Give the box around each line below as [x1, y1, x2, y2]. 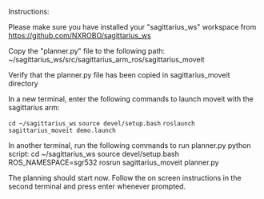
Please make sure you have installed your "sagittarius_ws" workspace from [8, 22, 257, 31]
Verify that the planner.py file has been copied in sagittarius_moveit [8, 70, 230, 79]
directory [8, 79, 38, 88]
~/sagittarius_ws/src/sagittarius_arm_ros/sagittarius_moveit [8, 55, 206, 64]
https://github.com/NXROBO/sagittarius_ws [8, 31, 152, 40]
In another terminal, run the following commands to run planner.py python [8, 141, 251, 150]
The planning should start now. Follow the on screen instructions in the [8, 173, 242, 182]
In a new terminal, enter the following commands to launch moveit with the [8, 94, 254, 103]
